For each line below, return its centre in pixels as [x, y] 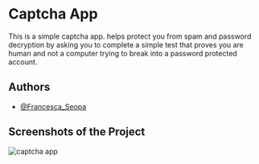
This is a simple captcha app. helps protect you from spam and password [130, 36]
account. [23, 62]
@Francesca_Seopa [53, 106]
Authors [29, 87]
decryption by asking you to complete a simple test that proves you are [126, 44]
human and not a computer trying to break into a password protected [123, 53]
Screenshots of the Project [77, 132]
